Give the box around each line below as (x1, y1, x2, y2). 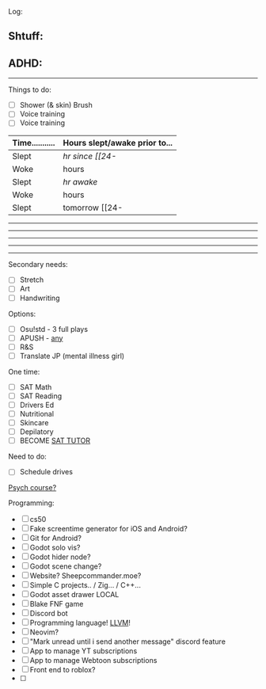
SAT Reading (19, 391, 62, 401)
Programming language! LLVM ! (29, 618, 131, 628)
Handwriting (19, 293, 60, 303)
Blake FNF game (29, 600, 84, 609)
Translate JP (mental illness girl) (19, 351, 125, 360)
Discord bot (29, 609, 69, 619)
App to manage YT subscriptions (29, 646, 138, 656)
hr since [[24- (63, 150, 117, 162)
